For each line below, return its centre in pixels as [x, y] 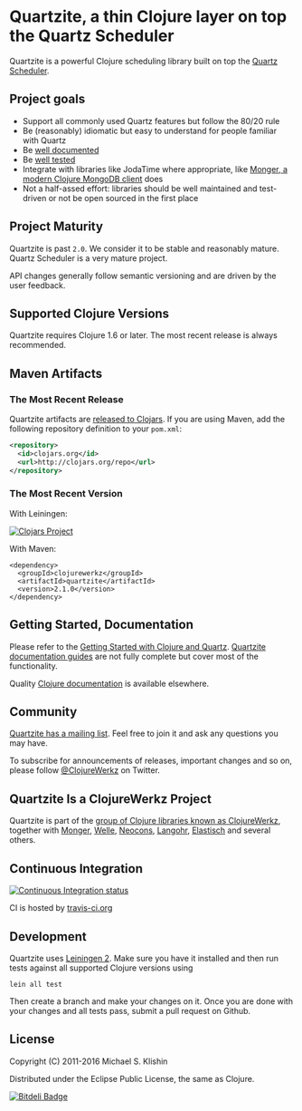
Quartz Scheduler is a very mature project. [89, 258]
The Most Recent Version [66, 494]
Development [48, 937]
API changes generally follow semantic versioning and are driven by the [143, 275]
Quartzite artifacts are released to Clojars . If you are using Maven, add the [147, 420]
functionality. [34, 666]
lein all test [36, 984]
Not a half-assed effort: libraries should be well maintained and [140, 188]
